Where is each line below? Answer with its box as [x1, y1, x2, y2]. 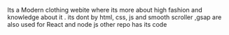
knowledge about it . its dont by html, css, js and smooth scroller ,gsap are [7, 13, 222, 21]
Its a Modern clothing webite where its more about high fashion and [7, 6, 202, 14]
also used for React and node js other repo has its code [7, 21, 167, 28]
